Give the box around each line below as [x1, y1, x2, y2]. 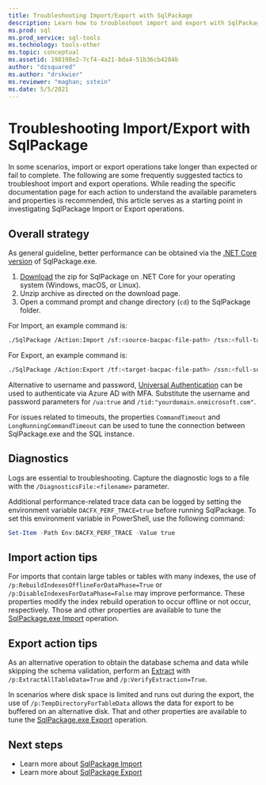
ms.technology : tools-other [8, 41, 101, 49]
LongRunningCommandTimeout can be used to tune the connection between [8, 420, 245, 430]
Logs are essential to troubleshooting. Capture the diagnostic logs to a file [8, 472, 249, 483]
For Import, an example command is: [8, 321, 128, 331]
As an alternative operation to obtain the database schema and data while [8, 658, 249, 667]
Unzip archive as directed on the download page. [19, 289, 180, 298]
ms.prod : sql [8, 26, 51, 34]
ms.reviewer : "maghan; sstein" [8, 78, 112, 85]
